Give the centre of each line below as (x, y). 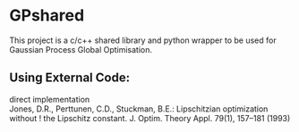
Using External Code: (70, 78)
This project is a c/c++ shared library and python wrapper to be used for (143, 40)
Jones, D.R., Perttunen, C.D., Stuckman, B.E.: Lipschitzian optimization (139, 109)
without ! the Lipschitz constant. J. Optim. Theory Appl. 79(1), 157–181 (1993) (150, 118)
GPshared (47, 16)
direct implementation (50, 99)
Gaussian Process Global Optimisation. (81, 49)
